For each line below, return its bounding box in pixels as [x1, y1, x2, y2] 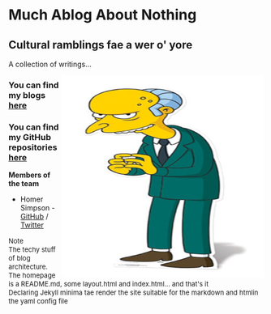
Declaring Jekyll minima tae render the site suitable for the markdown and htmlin [8, 288, 259, 297]
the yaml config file [8, 297, 69, 306]
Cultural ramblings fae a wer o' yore [8, 38, 193, 52]
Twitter [19, 220, 45, 230]
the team [8, 179, 39, 189]
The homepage [8, 271, 56, 280]
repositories [8, 142, 58, 153]
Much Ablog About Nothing [8, 6, 197, 24]
